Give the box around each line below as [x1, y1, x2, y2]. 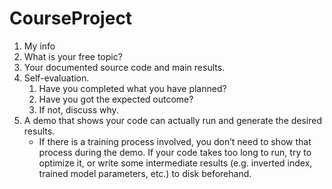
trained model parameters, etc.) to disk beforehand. [38, 167, 252, 179]
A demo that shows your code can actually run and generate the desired [23, 114, 323, 126]
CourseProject [9, 7, 133, 30]
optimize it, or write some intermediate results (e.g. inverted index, [38, 157, 313, 169]
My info [23, 40, 56, 52]
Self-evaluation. [23, 72, 90, 84]
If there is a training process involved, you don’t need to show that [38, 135, 312, 147]
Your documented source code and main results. [23, 61, 226, 73]
